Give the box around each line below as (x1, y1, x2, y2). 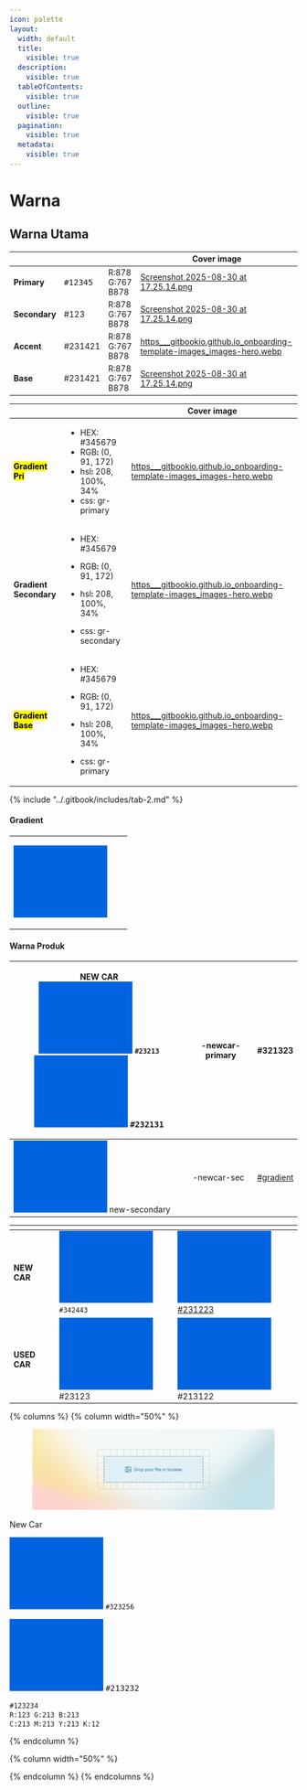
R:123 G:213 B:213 (9, 1710, 79, 1720)
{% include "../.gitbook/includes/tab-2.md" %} (9, 794, 184, 805)
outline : (17, 102, 51, 111)
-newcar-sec (192, 1172, 245, 1184)
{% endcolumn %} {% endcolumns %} (9, 1771, 155, 1783)
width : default (17, 34, 76, 43)
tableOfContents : (17, 82, 84, 91)
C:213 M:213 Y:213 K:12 (9, 1720, 101, 1729)
